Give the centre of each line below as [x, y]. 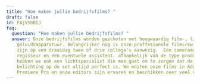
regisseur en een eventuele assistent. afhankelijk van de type [98, 56]
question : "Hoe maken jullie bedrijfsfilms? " [70, 34]
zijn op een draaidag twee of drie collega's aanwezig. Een [94, 50]
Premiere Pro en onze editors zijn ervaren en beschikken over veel [104, 72]
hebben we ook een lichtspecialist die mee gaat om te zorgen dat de [105, 61]
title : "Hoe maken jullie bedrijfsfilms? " [61, 12]
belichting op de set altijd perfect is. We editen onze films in [101, 67]
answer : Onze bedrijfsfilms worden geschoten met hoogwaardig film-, [99, 39]
